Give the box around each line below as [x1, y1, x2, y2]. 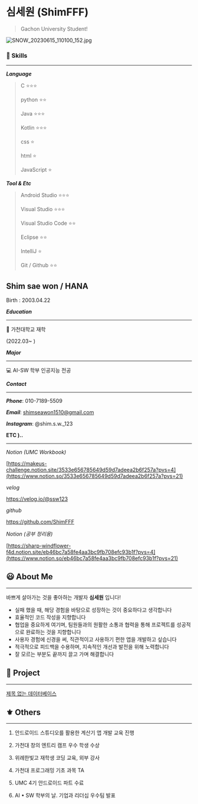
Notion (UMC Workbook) [6, 449, 67, 456]
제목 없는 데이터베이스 [6, 690, 57, 697]
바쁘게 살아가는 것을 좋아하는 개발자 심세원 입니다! [6, 593, 121, 600]
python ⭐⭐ [20, 96, 47, 103]
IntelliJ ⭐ [20, 248, 42, 255]
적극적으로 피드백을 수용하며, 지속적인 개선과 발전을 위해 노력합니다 [14, 643, 169, 650]
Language [6, 70, 32, 77]
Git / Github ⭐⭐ [20, 262, 58, 269]
